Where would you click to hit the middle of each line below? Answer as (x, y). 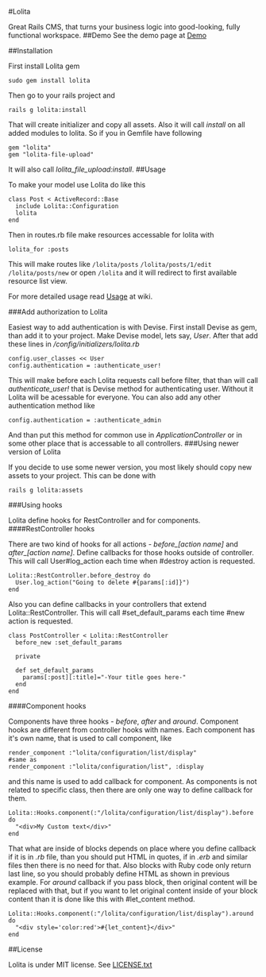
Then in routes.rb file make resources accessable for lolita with (111, 235)
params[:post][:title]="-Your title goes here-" (104, 678)
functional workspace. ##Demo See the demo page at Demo (108, 35)
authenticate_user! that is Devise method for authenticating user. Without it (131, 389)
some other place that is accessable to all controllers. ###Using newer (124, 443)
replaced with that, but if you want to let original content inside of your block (133, 890)
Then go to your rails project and (62, 95)
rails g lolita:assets (46, 490)
